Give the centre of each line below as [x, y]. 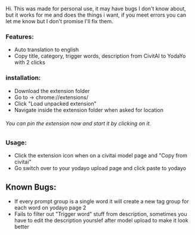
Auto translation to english [46, 50]
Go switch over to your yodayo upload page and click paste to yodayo [100, 168]
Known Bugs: [31, 187]
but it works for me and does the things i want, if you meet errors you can [96, 15]
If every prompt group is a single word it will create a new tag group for [101, 201]
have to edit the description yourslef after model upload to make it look [101, 220]
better [21, 227]
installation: [23, 78]
